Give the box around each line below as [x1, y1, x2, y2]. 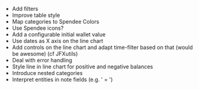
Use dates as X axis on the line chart [11, 38, 103, 44]
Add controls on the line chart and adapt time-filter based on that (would [11, 44, 194, 51]
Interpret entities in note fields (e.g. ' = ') [11, 76, 113, 83]
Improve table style [11, 12, 60, 19]
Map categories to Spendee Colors [11, 18, 100, 25]
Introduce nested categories [11, 70, 83, 76]
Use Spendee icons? [11, 24, 64, 31]
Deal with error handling [11, 57, 73, 64]
